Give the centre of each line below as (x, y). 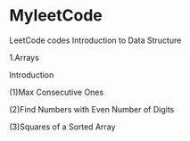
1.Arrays (25, 57)
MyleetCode (56, 16)
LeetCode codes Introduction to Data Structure (95, 40)
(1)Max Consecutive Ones (57, 92)
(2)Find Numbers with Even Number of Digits (92, 109)
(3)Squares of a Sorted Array (62, 127)
